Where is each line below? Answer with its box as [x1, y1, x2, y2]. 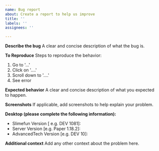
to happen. [5, 92, 27, 98]
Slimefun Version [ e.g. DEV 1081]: [12, 121, 81, 127]
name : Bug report [5, 7, 41, 12]
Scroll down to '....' [12, 72, 50, 78]
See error [12, 78, 32, 84]
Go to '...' [12, 62, 30, 68]
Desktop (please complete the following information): [5, 111, 116, 117]
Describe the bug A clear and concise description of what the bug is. [5, 43, 145, 49]
